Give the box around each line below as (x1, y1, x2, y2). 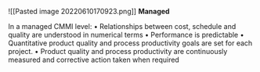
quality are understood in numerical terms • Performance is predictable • (8, 31, 244, 39)
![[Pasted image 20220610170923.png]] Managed (8, 7, 170, 16)
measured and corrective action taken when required (8, 55, 180, 64)
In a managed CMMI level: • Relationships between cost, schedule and (8, 22, 237, 31)
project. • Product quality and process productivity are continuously (8, 47, 228, 56)
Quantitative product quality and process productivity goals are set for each (8, 38, 253, 48)
